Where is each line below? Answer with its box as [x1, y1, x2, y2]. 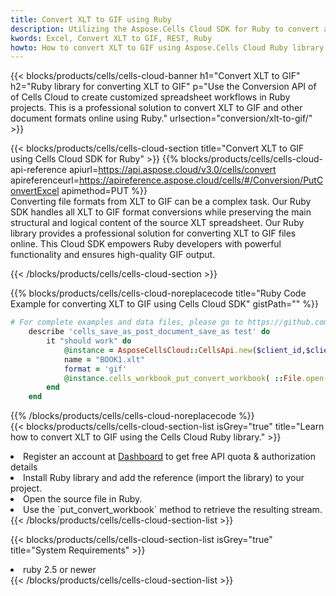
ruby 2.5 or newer [23, 564, 97, 576]
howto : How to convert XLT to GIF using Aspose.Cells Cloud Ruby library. [10, 42, 329, 53]
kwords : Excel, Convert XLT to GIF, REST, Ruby [10, 33, 213, 43]
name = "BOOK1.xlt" [63, 354, 145, 365]
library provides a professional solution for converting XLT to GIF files [10, 227, 297, 240]
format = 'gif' [63, 364, 128, 374]
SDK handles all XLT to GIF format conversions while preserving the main [10, 206, 312, 218]
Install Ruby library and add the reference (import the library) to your [23, 472, 305, 484]
